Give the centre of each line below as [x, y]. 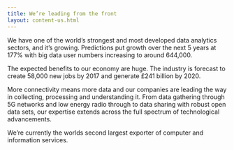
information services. [38, 140]
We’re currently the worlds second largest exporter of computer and [105, 133]
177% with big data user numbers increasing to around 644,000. [100, 55]
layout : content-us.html [43, 20]
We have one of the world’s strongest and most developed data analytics [112, 40]
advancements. [30, 119]
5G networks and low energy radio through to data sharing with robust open [117, 104]
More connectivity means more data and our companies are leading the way [117, 89]
